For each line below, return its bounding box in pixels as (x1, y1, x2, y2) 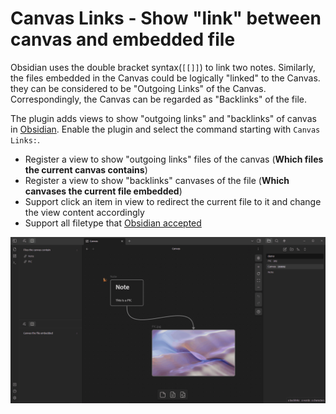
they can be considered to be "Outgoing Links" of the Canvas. (10, 82, 267, 94)
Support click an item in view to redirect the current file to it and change (24, 195, 322, 207)
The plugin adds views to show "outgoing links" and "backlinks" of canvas (10, 112, 317, 124)
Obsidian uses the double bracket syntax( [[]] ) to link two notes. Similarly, (10, 61, 316, 73)
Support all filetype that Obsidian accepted (24, 217, 202, 229)
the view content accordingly (24, 206, 145, 218)
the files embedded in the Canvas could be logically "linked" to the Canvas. (10, 72, 321, 84)
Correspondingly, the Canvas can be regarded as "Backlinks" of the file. (10, 93, 307, 105)
